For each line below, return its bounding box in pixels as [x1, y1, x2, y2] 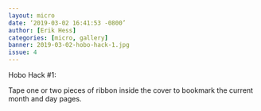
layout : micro [8, 11, 56, 20]
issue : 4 [8, 48, 37, 56]
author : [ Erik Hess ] [8, 26, 77, 34]
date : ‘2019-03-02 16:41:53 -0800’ [8, 19, 127, 27]
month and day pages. [8, 94, 82, 103]
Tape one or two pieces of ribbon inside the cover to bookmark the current [8, 86, 253, 95]
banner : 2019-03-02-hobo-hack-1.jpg [8, 41, 130, 49]
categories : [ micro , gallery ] [8, 33, 109, 42]
